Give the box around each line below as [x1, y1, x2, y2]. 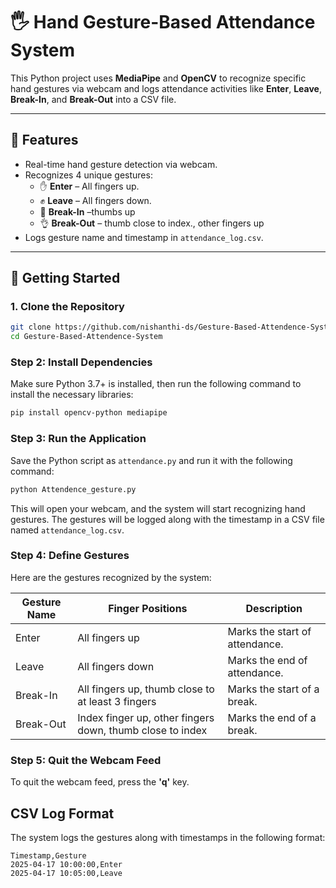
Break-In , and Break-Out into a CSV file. [10, 93, 177, 105]
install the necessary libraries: [10, 389, 134, 401]
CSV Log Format [10, 805, 115, 822]
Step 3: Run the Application [10, 432, 147, 446]
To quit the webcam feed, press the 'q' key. [10, 776, 190, 788]
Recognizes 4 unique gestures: [24, 169, 153, 181]
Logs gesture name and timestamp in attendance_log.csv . [24, 231, 264, 243]
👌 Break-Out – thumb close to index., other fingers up [39, 217, 265, 229]
